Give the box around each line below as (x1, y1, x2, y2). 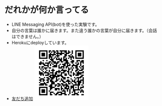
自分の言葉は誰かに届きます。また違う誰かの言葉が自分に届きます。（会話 (11, 27, 157, 33)
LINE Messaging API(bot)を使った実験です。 (11, 21, 100, 27)
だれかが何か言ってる (4, 4, 89, 16)
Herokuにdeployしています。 (11, 39, 69, 45)
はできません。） (11, 34, 44, 39)
